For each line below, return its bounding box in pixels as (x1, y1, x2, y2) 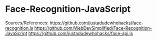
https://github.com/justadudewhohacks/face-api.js (28, 30, 133, 36)
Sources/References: (5, 20, 49, 26)
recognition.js (5, 25, 33, 31)
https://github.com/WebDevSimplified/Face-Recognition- (34, 25, 152, 31)
